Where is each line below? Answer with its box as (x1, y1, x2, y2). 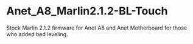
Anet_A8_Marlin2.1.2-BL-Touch (6, 4, 168, 18)
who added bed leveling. (6, 30, 68, 37)
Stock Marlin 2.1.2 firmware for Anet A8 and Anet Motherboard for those (6, 24, 188, 31)
